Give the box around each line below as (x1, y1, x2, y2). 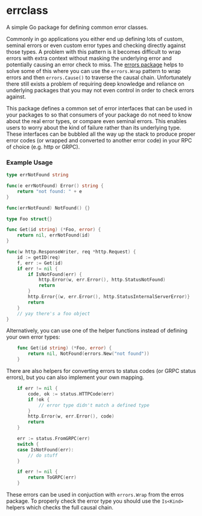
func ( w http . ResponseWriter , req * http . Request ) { (6, 249, 136, 255)
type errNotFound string (6, 172, 69, 178)
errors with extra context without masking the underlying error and (6, 54, 172, 62)
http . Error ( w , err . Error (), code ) (28, 413, 115, 419)
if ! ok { (28, 397, 50, 403)
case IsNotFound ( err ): (17, 447, 74, 453)
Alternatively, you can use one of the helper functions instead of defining (6, 327, 188, 334)
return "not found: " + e (17, 188, 83, 194)
